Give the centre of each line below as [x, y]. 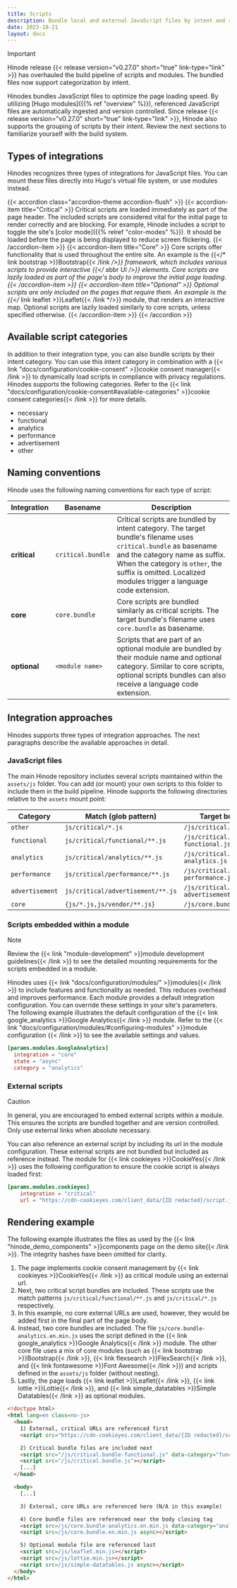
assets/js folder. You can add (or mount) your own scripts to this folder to [115, 784]
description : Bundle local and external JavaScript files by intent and [116, 21]
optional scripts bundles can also [171, 675]
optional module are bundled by [169, 649]
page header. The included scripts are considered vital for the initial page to [117, 217]
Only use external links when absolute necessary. [79, 1130]
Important [22, 54]
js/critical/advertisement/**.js [121, 891]
